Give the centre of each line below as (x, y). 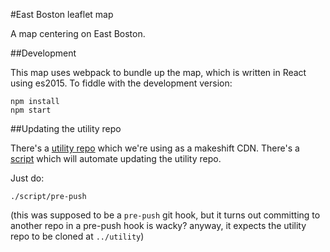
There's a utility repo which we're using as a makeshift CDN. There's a (155, 148)
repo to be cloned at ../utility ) (77, 236)
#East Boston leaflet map (62, 14)
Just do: (27, 178)
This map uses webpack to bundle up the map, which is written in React (158, 72)
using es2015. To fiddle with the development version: (121, 83)
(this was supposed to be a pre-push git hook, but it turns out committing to (165, 215)
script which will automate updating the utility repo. (116, 158)
